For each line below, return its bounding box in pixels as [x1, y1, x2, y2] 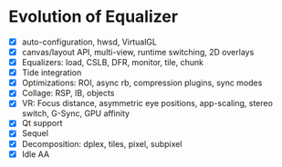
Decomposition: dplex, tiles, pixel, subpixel [21, 138, 183, 149]
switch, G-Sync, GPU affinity [21, 108, 130, 119]
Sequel [21, 128, 49, 139]
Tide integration [21, 67, 82, 78]
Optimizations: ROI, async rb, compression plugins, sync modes [21, 77, 263, 88]
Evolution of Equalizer [8, 6, 179, 27]
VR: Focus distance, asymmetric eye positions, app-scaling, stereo [21, 98, 273, 109]
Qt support [21, 118, 63, 129]
